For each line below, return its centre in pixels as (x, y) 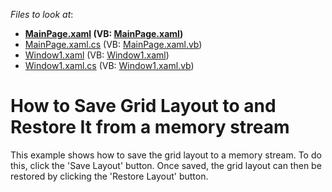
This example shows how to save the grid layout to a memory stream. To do (166, 155)
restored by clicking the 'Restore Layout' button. (109, 176)
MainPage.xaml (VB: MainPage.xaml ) (104, 33)
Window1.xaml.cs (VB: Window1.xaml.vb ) (109, 65)
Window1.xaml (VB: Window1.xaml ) (97, 55)
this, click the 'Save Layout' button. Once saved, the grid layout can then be (166, 165)
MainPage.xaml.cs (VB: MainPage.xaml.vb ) (113, 44)
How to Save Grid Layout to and (143, 106)
